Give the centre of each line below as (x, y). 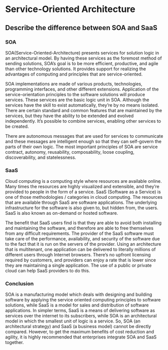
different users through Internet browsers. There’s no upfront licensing (78, 255)
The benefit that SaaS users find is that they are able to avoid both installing (83, 223)
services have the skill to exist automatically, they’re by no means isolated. (82, 105)
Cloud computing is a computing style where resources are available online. (83, 181)
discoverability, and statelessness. (41, 157)
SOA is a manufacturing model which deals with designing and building (79, 294)
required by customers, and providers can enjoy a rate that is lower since (81, 260)
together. (15, 342)
